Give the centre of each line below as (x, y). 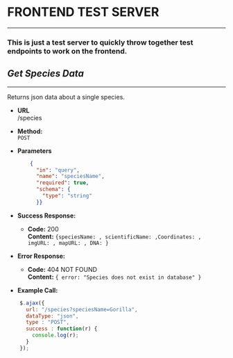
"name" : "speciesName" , (70, 177)
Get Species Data (46, 74)
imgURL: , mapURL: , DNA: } (68, 243)
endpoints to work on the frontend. (67, 51)
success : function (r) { (61, 329)
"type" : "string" (67, 196)
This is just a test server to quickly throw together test (100, 42)
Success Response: (46, 215)
